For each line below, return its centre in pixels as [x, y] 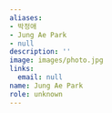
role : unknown [36, 94]
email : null [41, 77]
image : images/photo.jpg [56, 60]
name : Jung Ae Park [46, 86]
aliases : [26, 18]
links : [22, 69]
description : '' [40, 52]
